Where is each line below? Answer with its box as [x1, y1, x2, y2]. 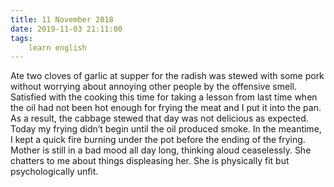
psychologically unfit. [10, 166, 99, 178]
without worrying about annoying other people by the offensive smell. [10, 81, 297, 93]
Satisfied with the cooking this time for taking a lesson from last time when [10, 91, 318, 103]
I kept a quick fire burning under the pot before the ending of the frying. [10, 134, 306, 146]
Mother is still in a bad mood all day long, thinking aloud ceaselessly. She [10, 144, 312, 156]
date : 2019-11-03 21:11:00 [10, 24, 123, 34]
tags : [10, 33, 33, 43]
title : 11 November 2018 [10, 14, 114, 25]
